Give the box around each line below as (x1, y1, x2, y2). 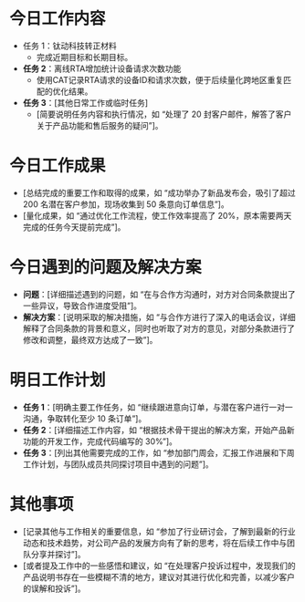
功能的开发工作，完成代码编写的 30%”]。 (22, 435, 178, 447)
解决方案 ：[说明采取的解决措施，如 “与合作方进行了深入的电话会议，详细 (22, 311, 297, 322)
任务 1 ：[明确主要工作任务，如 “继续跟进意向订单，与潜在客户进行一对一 (22, 401, 294, 412)
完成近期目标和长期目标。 (36, 51, 133, 62)
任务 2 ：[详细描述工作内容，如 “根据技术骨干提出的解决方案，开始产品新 (22, 424, 295, 435)
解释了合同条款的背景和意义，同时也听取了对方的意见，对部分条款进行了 (22, 323, 295, 334)
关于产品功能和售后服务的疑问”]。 (36, 119, 163, 130)
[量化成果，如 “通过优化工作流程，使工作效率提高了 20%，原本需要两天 (22, 210, 292, 221)
